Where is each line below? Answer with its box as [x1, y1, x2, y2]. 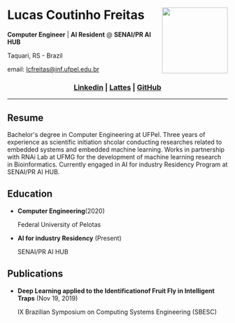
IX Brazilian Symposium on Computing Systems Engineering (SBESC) [17, 308, 218, 316]
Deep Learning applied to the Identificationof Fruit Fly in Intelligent [17, 286, 215, 295]
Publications [7, 268, 64, 280]
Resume [7, 112, 44, 124]
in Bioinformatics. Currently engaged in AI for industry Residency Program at [7, 160, 228, 169]
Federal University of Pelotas [17, 220, 101, 228]
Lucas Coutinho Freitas [7, 7, 145, 23]
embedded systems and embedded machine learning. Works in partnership [7, 145, 225, 154]
